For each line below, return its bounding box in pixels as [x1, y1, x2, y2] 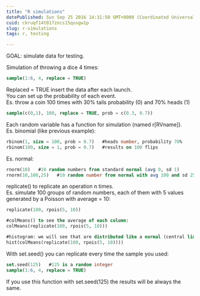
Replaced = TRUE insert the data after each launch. [6, 86, 132, 93]
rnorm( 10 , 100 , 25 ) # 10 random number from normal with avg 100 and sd [6, 172, 188, 178]
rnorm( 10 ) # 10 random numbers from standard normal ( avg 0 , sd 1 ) [6, 166, 180, 172]
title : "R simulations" [6, 8, 65, 15]
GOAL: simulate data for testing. [6, 52, 85, 59]
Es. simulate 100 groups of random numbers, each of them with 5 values [6, 189, 184, 196]
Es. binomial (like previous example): [6, 127, 96, 134]
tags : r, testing [6, 31, 49, 37]
